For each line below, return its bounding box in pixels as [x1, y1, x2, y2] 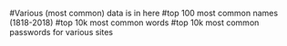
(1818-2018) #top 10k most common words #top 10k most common [9, 17, 260, 28]
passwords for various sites [9, 27, 114, 37]
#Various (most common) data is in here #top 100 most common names [9, 8, 279, 18]
